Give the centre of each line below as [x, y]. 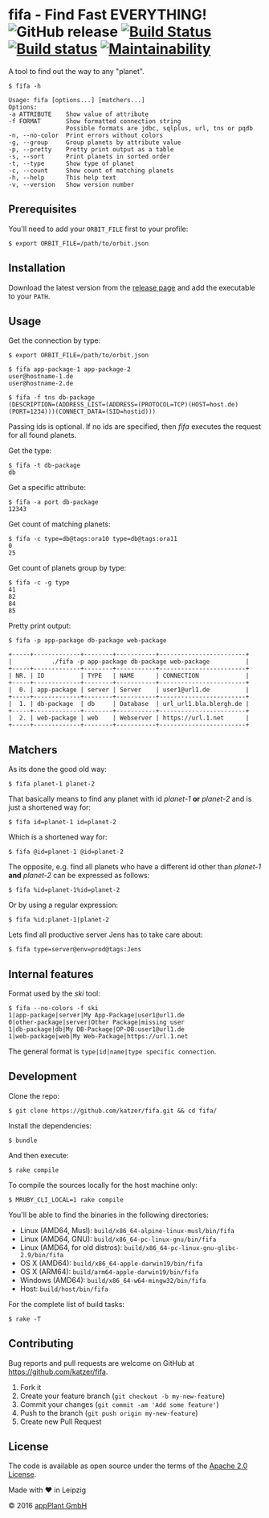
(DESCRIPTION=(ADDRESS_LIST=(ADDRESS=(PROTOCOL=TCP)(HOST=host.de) [124, 405]
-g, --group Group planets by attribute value [95, 142]
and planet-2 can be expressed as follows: [79, 876]
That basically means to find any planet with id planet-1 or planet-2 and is [130, 799]
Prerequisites [43, 210]
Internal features [51, 974]
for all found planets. [43, 435]
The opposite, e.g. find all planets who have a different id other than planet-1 [135, 867]
